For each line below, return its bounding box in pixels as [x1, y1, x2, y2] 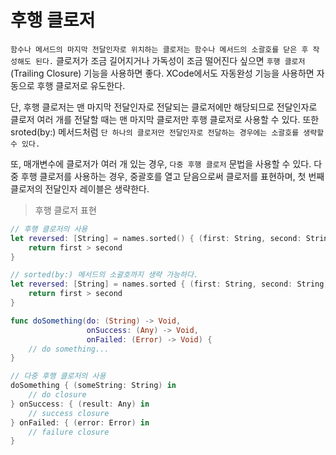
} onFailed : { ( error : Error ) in [10, 417, 150, 428]
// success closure [28, 408, 110, 418]
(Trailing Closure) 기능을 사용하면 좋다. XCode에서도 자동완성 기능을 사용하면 [10, 67, 315, 79]
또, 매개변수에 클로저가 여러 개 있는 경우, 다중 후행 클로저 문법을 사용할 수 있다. [10, 157, 312, 170]
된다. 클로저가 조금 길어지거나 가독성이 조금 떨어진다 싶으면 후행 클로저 [34, 54, 306, 66]
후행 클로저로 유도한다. [36, 79, 126, 91]
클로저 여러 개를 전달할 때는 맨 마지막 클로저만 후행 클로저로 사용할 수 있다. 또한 [10, 113, 320, 125]
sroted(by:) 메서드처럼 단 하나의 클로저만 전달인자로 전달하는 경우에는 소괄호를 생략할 [10, 126, 325, 138]
